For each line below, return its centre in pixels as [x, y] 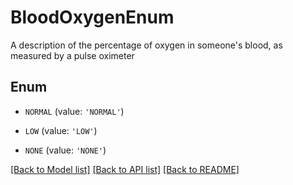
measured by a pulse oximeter [72, 55]
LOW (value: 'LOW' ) [61, 130]
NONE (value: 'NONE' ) [65, 150]
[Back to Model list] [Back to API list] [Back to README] [125, 169]
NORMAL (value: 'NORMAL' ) [74, 111]
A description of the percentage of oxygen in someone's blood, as [146, 45]
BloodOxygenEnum [92, 17]
